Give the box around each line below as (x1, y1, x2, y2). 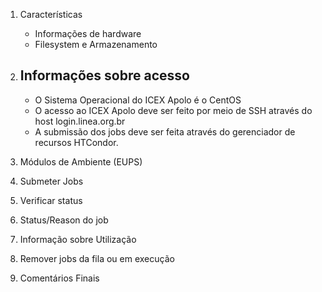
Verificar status (19, 194, 83, 206)
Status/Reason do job (19, 214, 109, 226)
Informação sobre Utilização (19, 233, 137, 245)
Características (19, 9, 83, 20)
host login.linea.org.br (34, 115, 126, 127)
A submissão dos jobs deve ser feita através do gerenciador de (34, 125, 296, 138)
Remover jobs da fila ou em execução (19, 252, 175, 264)
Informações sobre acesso (19, 67, 190, 84)
